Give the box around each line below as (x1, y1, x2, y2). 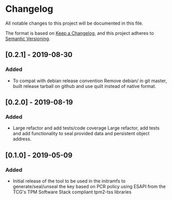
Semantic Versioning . (5, 35, 50, 42)
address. (12, 136, 32, 142)
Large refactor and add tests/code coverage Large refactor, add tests (12, 125, 160, 131)
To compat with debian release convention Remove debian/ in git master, (12, 78, 167, 84)
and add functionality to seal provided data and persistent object (12, 131, 150, 137)
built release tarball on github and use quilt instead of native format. (12, 83, 157, 89)
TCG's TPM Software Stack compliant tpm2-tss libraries (12, 189, 132, 195)
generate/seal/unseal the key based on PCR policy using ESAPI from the (12, 184, 166, 189)
